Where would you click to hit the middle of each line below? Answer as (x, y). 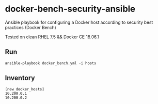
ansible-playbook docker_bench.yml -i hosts (51, 63)
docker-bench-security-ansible (70, 9)
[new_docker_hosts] (25, 89)
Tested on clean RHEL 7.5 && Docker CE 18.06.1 (52, 37)
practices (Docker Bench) (31, 27)
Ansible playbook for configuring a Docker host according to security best (79, 22)
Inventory (20, 78)
